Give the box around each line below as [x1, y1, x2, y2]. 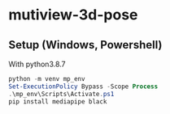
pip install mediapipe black [8, 97, 107, 106]
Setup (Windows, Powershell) [8, 38, 163, 52]
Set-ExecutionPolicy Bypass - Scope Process [8, 82, 159, 91]
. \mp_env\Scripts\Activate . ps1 [8, 90, 115, 98]
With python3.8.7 [8, 59, 67, 69]
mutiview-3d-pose [8, 6, 138, 24]
